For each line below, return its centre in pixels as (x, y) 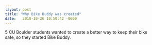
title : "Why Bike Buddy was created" (43, 14)
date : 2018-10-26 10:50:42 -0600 (41, 18)
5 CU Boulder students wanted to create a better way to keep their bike (76, 32)
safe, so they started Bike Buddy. (38, 37)
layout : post (18, 9)
